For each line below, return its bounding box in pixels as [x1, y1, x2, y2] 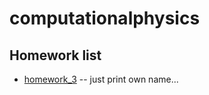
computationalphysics [9, 7, 201, 30]
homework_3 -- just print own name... [23, 73, 179, 85]
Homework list [9, 47, 102, 64]
